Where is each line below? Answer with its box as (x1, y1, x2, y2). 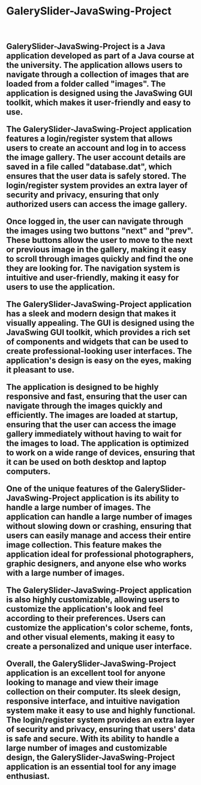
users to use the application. (6, 282, 115, 292)
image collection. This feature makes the (6, 540, 162, 550)
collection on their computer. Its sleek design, (6, 687, 181, 697)
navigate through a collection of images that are (6, 70, 189, 80)
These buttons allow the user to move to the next (6, 235, 193, 245)
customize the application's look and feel (6, 604, 163, 614)
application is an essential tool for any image (6, 762, 177, 772)
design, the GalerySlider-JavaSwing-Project (6, 753, 175, 763)
